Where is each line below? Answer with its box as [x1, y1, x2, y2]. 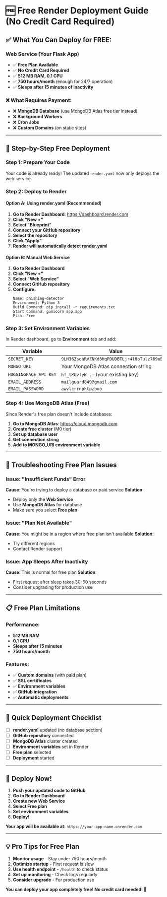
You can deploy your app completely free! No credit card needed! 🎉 [5, 886, 147, 892]
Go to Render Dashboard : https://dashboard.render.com [12, 211, 128, 217]
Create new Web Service [12, 798, 65, 804]
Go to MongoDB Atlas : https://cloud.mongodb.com [12, 420, 118, 426]
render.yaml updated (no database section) [12, 727, 103, 733]
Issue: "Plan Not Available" [5, 519, 72, 526]
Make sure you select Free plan [12, 507, 78, 513]
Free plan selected [12, 750, 52, 756]
